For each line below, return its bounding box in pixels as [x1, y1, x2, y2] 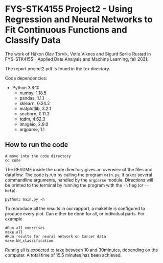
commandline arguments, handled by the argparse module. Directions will [5, 177, 153, 183]
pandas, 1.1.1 [19, 95, 44, 101]
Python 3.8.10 [12, 84, 40, 90]
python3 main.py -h [5, 197, 45, 202]
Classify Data [5, 35, 61, 46]
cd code [5, 158, 21, 163]
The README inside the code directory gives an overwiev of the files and [5, 166, 153, 172]
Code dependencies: [5, 75, 47, 81]
